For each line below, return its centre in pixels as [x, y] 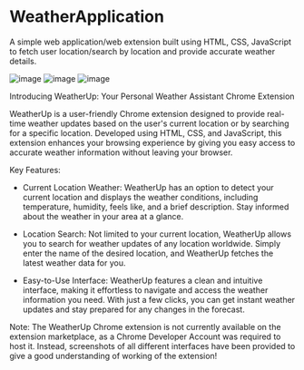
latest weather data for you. [74, 263]
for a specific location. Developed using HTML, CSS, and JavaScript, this [146, 132]
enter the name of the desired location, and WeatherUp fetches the [148, 253]
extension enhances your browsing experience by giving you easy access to [152, 142]
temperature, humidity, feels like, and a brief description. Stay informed [156, 207]
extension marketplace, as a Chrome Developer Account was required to [145, 336]
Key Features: [35, 170]
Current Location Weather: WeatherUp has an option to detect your [148, 187]
